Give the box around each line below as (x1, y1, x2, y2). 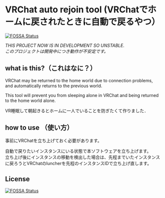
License (5, 175, 30, 183)
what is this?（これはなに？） (5, 64, 97, 72)
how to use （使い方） (5, 124, 74, 132)
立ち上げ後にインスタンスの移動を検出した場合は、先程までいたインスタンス (5, 154, 160, 160)
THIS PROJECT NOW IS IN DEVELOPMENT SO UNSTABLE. (5, 42, 125, 48)
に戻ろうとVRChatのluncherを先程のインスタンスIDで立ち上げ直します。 (5, 160, 152, 166)
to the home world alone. (5, 98, 56, 103)
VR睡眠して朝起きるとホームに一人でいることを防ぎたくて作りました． (5, 107, 149, 113)
